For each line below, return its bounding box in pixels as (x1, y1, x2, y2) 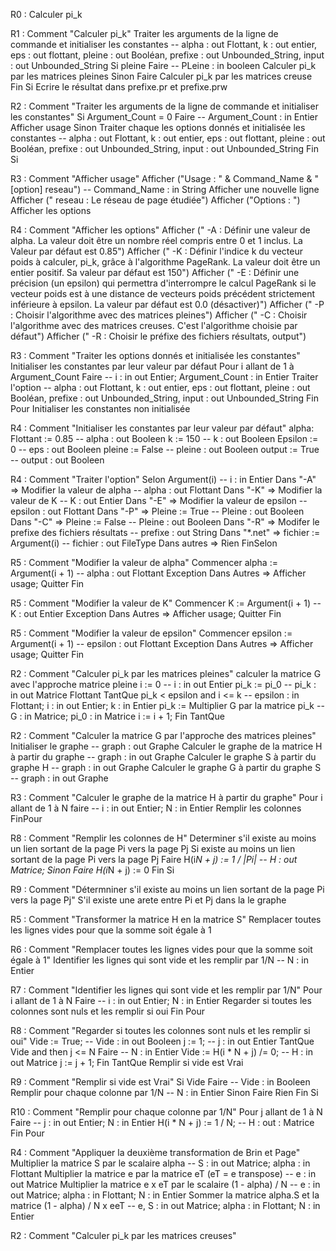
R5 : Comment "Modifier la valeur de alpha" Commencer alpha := (10, 557, 278, 568)
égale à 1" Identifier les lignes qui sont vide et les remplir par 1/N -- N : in (10, 954, 309, 966)
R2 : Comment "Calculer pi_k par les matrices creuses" (10, 1230, 237, 1241)
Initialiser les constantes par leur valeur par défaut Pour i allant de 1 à (10, 360, 295, 372)
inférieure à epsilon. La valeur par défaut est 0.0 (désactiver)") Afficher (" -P (10, 299, 325, 310)
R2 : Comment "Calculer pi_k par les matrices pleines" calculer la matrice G (10, 668, 322, 679)
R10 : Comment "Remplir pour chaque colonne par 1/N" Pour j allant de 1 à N (10, 1106, 323, 1118)
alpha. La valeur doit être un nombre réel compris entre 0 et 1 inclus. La (10, 235, 303, 246)
